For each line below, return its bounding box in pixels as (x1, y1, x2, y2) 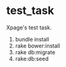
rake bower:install (15, 42, 61, 49)
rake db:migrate (15, 48, 56, 55)
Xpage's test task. (6, 24, 52, 31)
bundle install (15, 35, 50, 43)
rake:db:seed (15, 55, 49, 62)
